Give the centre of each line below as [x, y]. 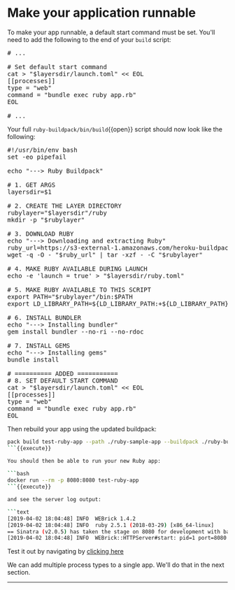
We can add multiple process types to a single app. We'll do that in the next [116, 565]
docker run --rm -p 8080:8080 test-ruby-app [73, 480]
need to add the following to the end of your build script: [89, 39]
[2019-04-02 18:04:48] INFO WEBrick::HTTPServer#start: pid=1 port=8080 [117, 538]
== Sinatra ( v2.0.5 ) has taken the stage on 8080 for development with [114, 532]
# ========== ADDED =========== [63, 373]
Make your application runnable [101, 13]
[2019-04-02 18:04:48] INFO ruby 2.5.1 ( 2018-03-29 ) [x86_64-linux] [111, 525]
